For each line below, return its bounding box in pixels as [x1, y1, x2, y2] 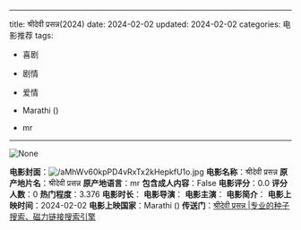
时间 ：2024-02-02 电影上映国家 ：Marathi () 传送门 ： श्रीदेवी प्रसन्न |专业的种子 [16, 200, 290, 210]
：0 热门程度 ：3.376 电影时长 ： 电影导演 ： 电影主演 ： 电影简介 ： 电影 [25, 189, 284, 200]
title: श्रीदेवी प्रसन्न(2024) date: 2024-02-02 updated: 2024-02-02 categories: [9, 19, 281, 30]
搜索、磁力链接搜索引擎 [9, 211, 96, 222]
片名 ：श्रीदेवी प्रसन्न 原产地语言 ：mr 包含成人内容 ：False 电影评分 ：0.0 [24, 178, 271, 188]
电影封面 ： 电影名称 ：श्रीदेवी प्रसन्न [9, 166, 278, 177]
